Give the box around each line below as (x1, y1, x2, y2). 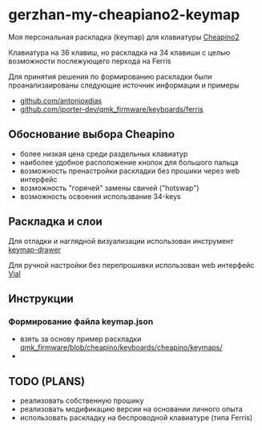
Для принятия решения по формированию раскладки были (8, 71, 212, 81)
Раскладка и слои (8, 215, 103, 229)
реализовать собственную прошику (19, 396, 144, 406)
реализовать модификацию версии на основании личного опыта (19, 404, 243, 414)
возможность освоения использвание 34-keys (19, 191, 182, 201)
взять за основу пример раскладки (19, 335, 142, 344)
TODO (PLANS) (8, 375, 86, 388)
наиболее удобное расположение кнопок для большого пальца (19, 157, 239, 167)
